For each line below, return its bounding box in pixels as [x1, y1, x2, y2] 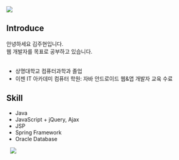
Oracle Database [15, 135, 58, 142]
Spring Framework [15, 128, 62, 136]
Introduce [6, 23, 44, 34]
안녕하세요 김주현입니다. [6, 40, 64, 48]
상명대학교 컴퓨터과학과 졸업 [15, 67, 83, 75]
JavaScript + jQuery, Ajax [15, 115, 79, 123]
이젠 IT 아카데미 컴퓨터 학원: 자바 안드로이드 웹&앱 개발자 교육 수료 [15, 75, 173, 82]
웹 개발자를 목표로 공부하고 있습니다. [6, 48, 93, 55]
